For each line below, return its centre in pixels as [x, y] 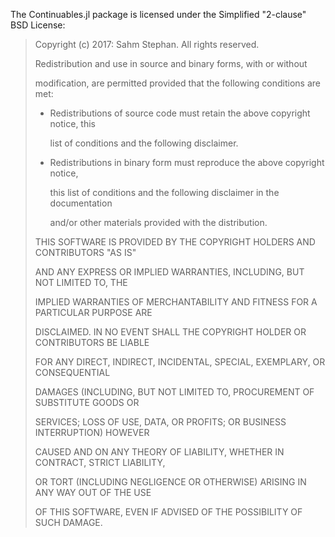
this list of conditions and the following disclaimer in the [164, 192]
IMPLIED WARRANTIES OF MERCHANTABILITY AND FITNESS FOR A [176, 302]
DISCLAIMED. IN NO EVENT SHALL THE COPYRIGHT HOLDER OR [170, 332]
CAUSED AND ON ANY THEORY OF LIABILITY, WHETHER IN [159, 452]
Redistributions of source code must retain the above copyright [180, 113]
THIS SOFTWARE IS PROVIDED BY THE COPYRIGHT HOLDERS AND [175, 242]
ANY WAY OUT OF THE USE [93, 492]
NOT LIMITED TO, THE [81, 282]
